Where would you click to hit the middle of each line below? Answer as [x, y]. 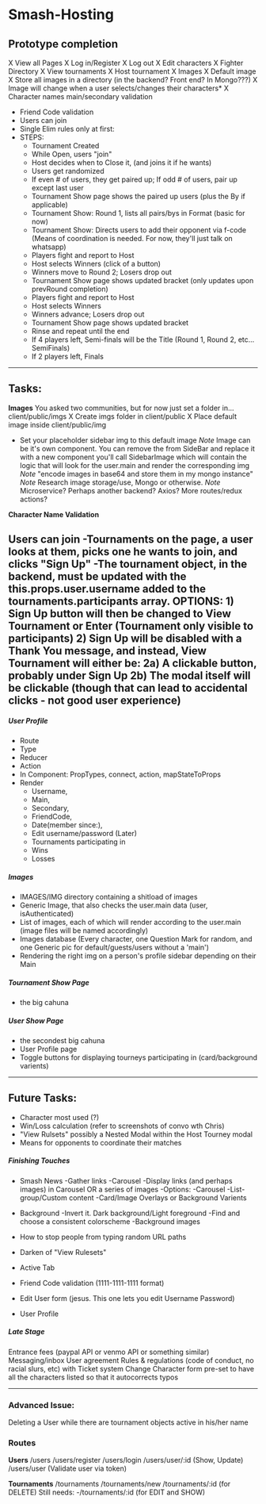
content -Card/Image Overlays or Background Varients [158, 1197]
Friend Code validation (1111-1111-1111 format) [92, 1283]
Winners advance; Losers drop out [88, 314]
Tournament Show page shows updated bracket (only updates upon [142, 280]
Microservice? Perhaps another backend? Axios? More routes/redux [131, 490]
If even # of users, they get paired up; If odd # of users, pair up [134, 179]
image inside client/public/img [57, 424]
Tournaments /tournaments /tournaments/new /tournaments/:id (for [120, 1484]
